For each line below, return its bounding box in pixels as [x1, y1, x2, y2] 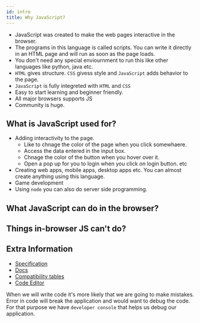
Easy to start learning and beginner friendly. [14, 88, 124, 96]
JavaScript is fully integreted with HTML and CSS [14, 82, 131, 89]
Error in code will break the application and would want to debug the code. [6, 297, 190, 304]
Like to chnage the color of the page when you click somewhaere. [23, 141, 187, 148]
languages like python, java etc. [14, 63, 93, 70]
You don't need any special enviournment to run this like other [14, 57, 169, 64]
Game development [14, 179, 64, 186]
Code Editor [14, 279, 45, 286]
